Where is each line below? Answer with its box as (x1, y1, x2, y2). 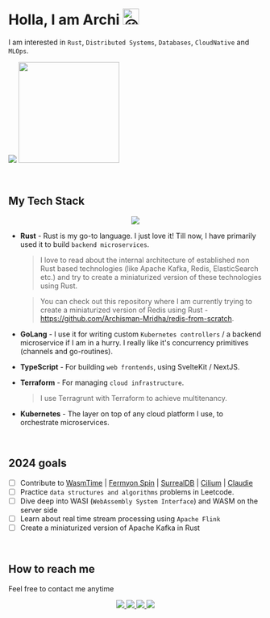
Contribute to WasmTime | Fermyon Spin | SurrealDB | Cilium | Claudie (19, 478, 254, 487)
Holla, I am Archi (8, 10, 120, 29)
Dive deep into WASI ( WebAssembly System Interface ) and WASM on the (19, 496, 259, 506)
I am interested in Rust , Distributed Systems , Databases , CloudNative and (8, 37, 250, 47)
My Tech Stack (8, 194, 85, 208)
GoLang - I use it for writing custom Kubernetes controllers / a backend (19, 329, 262, 339)
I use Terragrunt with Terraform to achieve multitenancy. (39, 393, 227, 403)
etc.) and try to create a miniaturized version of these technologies (39, 272, 262, 282)
